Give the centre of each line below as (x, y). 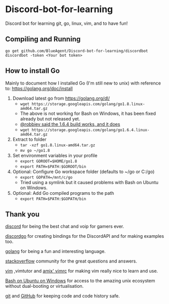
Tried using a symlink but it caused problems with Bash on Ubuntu (89, 182)
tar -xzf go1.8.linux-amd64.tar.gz (57, 145)
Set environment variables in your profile (55, 155)
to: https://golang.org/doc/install (39, 88)
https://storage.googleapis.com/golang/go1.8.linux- (88, 104)
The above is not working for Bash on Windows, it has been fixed (88, 113)
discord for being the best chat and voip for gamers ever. (65, 227)
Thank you (22, 214)
